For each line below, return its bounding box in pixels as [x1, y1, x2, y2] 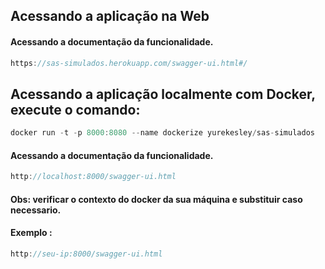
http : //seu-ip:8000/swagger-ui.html [10, 249, 163, 259]
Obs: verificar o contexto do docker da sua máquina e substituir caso [10, 193, 303, 205]
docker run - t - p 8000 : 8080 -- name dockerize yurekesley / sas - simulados [10, 128, 315, 138]
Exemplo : [10, 227, 53, 239]
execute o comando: [10, 101, 141, 118]
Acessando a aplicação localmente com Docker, [10, 85, 316, 103]
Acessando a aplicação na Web [10, 8, 210, 25]
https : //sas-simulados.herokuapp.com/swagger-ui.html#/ [10, 58, 248, 68]
